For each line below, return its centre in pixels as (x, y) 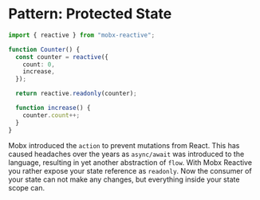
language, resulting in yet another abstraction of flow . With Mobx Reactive (130, 162)
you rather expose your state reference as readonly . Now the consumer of (130, 171)
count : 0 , (39, 65)
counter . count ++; (51, 115)
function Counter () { (44, 49)
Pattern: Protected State (90, 14)
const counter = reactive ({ (62, 57)
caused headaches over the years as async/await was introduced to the (126, 154)
